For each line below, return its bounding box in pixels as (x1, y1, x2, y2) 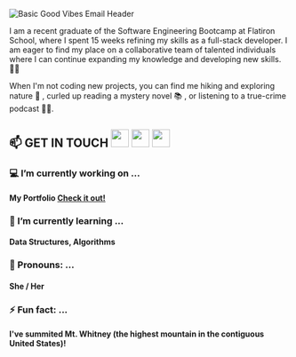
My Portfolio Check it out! (9, 192, 106, 203)
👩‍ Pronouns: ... (9, 258, 75, 271)
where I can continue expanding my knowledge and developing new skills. (9, 54, 282, 64)
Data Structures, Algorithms (9, 236, 116, 248)
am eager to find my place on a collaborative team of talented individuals (9, 44, 276, 55)
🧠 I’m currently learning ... (9, 214, 124, 226)
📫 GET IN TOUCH (9, 136, 109, 151)
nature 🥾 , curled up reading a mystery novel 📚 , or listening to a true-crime (9, 91, 287, 101)
